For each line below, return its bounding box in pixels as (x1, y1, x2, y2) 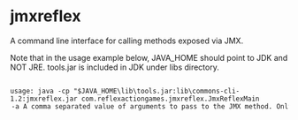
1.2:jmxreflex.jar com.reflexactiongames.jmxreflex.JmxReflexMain (10, 94, 260, 103)
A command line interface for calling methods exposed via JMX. (10, 35, 244, 46)
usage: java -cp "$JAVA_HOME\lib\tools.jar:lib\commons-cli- (10, 86, 241, 95)
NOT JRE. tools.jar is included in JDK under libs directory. (10, 62, 219, 72)
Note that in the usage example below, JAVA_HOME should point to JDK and (10, 52, 288, 63)
